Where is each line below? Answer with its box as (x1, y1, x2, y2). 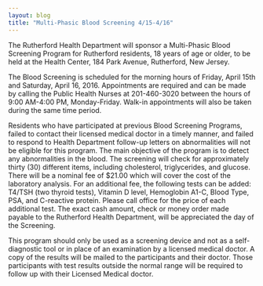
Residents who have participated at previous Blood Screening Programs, (8, 121, 243, 130)
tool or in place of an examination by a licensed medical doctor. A (43, 244, 255, 253)
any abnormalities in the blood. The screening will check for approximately (8, 154, 250, 163)
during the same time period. (8, 105, 102, 114)
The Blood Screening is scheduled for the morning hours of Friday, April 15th (8, 72, 256, 81)
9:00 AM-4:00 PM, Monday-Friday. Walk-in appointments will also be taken (8, 97, 252, 107)
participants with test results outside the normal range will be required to (8, 260, 243, 270)
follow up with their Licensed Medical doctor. (8, 269, 154, 278)
